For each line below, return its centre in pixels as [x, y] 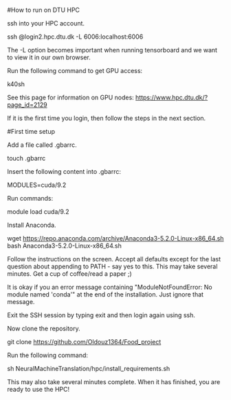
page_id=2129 [27, 105]
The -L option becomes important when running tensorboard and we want [112, 50]
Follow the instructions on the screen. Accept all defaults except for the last [114, 259]
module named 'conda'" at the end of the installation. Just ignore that [106, 294]
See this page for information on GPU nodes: [70, 97]
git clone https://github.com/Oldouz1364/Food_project [84, 342]
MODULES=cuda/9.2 [37, 185]
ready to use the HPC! [38, 389]
